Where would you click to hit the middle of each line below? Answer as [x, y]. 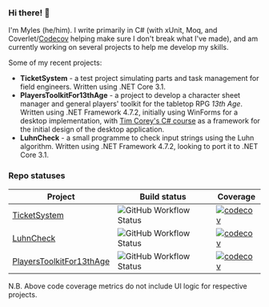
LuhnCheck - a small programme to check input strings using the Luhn [137, 138]
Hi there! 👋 [29, 13]
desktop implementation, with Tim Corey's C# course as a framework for [140, 121]
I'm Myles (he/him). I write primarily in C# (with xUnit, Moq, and [113, 30]
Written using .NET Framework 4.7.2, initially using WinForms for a [129, 112]
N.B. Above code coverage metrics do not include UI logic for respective [128, 286]
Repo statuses [37, 176]
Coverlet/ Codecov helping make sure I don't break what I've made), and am [133, 38]
